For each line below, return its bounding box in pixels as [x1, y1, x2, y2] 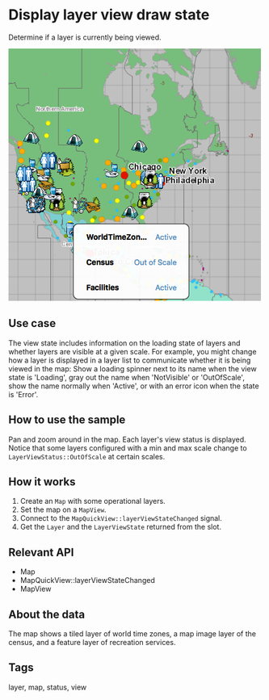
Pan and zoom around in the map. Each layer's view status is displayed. [8, 434, 246, 444]
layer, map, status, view [8, 682, 87, 692]
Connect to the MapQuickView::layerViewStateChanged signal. [19, 513, 222, 523]
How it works [8, 475, 76, 488]
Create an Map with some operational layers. [19, 497, 166, 506]
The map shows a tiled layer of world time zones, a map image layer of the [8, 629, 257, 639]
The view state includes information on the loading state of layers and [8, 337, 241, 348]
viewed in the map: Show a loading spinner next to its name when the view [8, 363, 257, 373]
